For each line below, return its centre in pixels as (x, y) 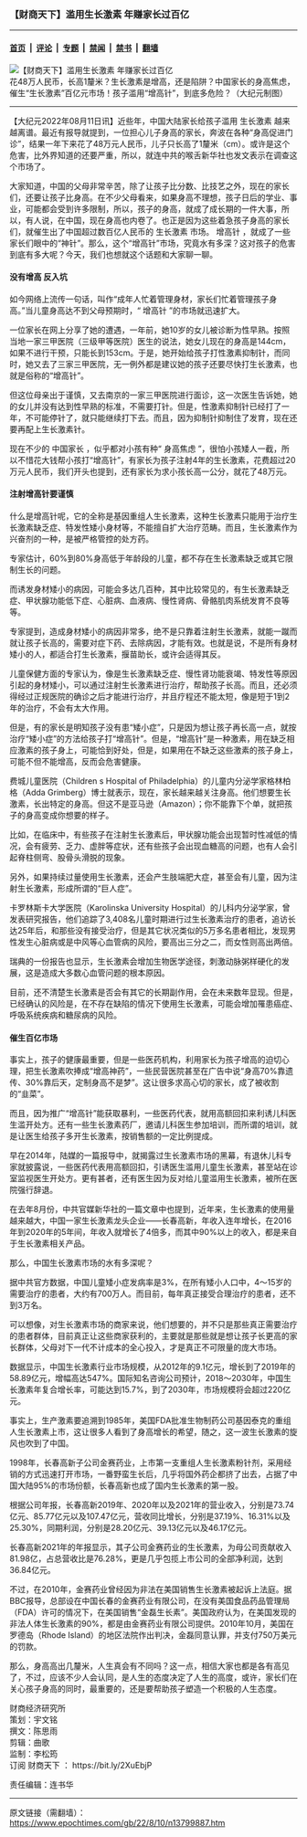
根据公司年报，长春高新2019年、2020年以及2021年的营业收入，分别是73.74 (152, 1505)
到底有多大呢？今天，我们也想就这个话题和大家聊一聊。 (113, 254)
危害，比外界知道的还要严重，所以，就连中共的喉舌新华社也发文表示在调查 (149, 155)
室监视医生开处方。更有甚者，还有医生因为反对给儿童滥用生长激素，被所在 (149, 1178)
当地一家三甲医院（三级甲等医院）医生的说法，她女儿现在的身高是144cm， (150, 341)
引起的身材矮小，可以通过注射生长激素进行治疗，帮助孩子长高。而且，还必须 (153, 685)
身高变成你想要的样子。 (69, 815)
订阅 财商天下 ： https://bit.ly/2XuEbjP (81, 1766)
